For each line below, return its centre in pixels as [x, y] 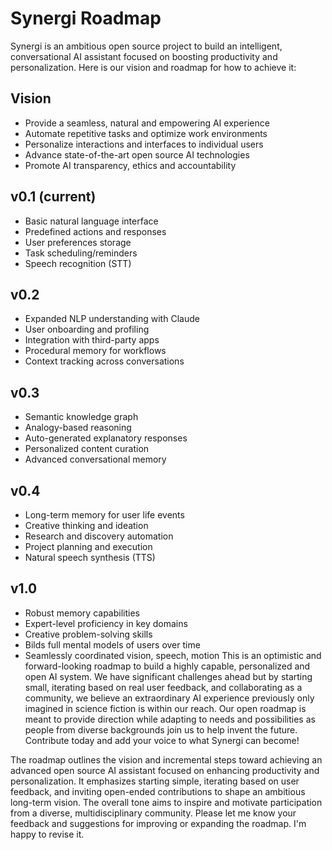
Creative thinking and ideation [86, 525]
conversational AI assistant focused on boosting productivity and [144, 56]
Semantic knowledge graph [81, 417]
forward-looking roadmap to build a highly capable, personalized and [167, 666]
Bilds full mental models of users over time [112, 644]
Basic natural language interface [91, 221]
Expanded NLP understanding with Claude [112, 319]
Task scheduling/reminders [81, 253]
